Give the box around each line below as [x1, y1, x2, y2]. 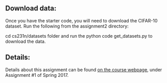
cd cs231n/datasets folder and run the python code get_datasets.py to [5, 33, 153, 39]
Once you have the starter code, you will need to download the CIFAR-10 [5, 17, 158, 23]
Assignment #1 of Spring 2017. [5, 72, 69, 78]
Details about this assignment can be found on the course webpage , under [5, 66, 162, 73]
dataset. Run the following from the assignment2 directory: [5, 23, 129, 29]
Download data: [5, 4, 57, 13]
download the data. [5, 38, 46, 44]
